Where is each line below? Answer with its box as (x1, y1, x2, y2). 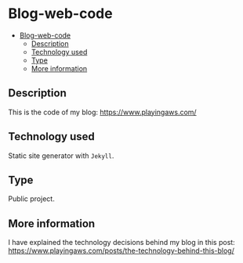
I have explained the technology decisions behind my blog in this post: (8, 238, 235, 247)
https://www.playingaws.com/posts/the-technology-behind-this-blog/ (8, 246, 235, 255)
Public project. (8, 194, 55, 204)
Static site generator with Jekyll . (8, 150, 114, 160)
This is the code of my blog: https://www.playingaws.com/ (8, 107, 198, 117)
